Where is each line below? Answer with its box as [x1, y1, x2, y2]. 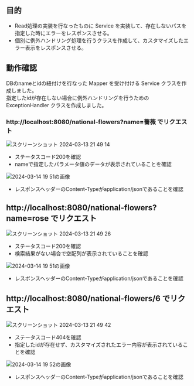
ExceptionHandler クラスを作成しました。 [6, 101, 107, 108]
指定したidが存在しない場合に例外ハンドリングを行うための [6, 94, 149, 101]
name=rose [6, 213, 49, 224]
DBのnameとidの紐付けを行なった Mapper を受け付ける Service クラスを [6, 80, 182, 87]
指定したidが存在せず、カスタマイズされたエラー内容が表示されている [14, 341, 183, 348]
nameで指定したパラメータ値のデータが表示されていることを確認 [14, 160, 172, 168]
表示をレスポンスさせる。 [25, 44, 87, 51]
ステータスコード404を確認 [14, 333, 81, 341]
